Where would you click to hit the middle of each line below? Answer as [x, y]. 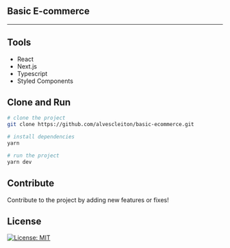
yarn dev [20, 162]
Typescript [32, 73]
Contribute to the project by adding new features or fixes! [88, 200]
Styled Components [45, 81]
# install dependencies [41, 137]
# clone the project [37, 118]
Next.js [27, 66]
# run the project [33, 156]
